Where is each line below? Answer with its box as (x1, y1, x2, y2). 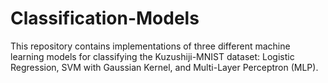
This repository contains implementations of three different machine (10, 40, 291, 52)
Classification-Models (10, 7, 200, 30)
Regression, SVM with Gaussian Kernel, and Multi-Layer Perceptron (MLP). (10, 61, 319, 73)
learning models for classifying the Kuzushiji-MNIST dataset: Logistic (10, 50, 295, 62)
